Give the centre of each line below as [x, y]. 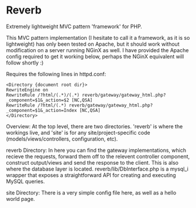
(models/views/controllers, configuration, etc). [62, 139]
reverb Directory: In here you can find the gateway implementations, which [96, 150]
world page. [20, 199]
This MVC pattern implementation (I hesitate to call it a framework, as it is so [98, 37]
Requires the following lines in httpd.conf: [56, 74]
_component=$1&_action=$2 [37, 100]
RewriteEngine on [27, 90]
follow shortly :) [25, 63]
